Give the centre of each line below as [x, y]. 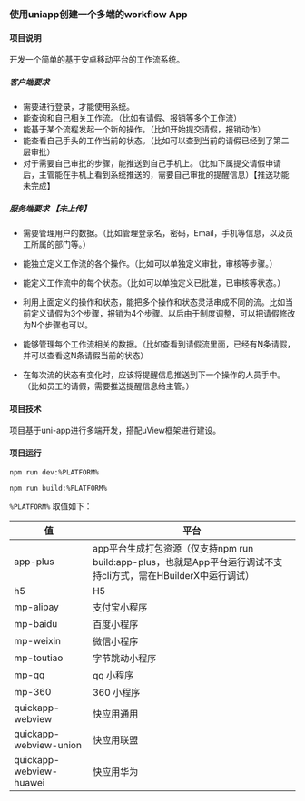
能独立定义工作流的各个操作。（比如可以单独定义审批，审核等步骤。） [150, 264]
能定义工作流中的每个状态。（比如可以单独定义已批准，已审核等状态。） [154, 283]
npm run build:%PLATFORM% [58, 488]
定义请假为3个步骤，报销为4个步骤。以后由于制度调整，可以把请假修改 [163, 314]
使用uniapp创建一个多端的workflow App [98, 14]
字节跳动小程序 [124, 659]
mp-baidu [36, 624]
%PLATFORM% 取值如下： [51, 506]
